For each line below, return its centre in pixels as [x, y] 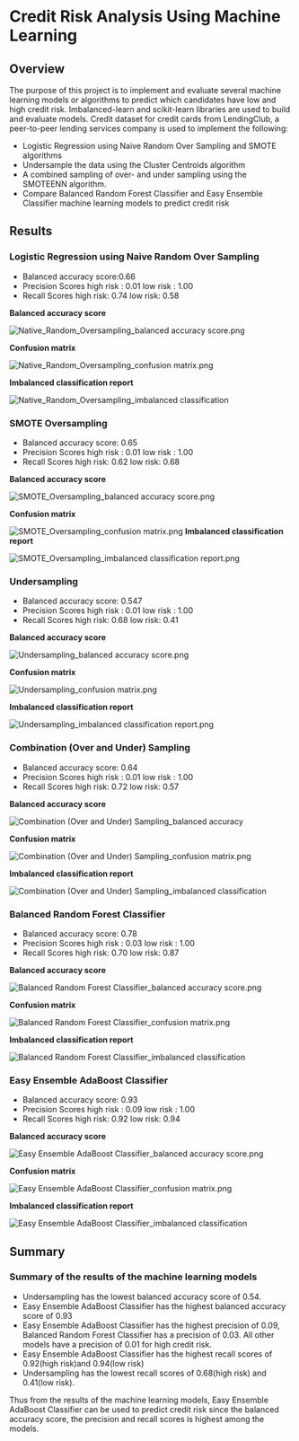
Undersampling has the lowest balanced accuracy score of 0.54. [142, 1296]
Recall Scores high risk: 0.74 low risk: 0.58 [101, 295]
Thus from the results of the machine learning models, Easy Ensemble [139, 1400]
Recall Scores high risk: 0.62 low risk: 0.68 [101, 461]
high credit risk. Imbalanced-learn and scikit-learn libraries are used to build [150, 109]
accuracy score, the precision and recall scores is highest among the [137, 1419]
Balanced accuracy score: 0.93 [80, 1100]
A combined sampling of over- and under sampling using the [134, 174]
